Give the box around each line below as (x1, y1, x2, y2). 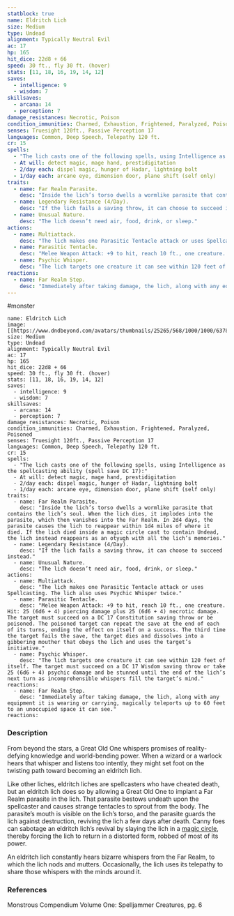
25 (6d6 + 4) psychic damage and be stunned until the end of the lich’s (7, 669, 226, 677)
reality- (186, 744, 208, 752)
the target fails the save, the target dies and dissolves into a (7, 633, 204, 640)
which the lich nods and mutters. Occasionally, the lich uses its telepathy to (7, 859, 224, 869)
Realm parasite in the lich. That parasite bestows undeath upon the (7, 795, 199, 803)
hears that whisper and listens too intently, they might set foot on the (7, 758, 205, 767)
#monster (7, 301, 36, 310)
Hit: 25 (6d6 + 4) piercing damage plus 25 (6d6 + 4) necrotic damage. (7, 608, 219, 615)
